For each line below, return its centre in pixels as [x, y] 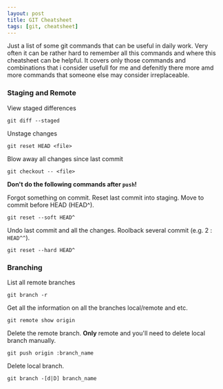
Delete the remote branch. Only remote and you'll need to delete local [106, 333]
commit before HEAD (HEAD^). [51, 204]
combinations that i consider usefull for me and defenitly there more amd [110, 68]
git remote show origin [41, 320]
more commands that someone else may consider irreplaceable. [98, 75]
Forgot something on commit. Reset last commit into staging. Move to [106, 198]
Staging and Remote [42, 93]
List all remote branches [41, 282]
